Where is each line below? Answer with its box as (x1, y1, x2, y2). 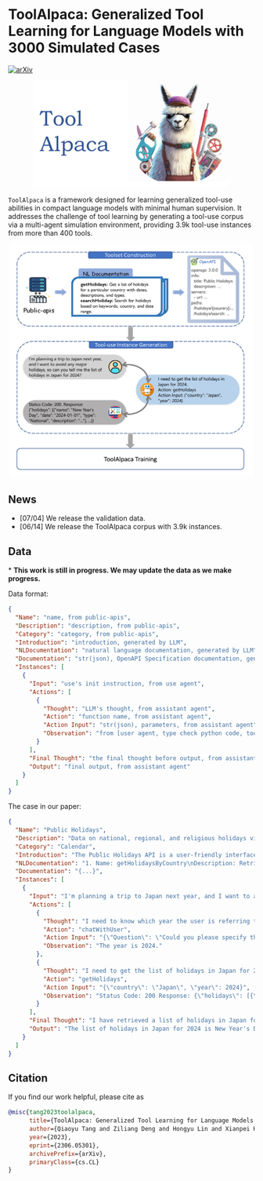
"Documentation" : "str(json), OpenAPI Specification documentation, (15, 655, 243, 663)
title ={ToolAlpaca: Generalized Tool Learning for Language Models (28, 1117, 254, 1124)
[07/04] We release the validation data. (19, 514, 146, 523)
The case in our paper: (8, 802, 81, 811)
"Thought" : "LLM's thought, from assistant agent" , (42, 704, 215, 712)
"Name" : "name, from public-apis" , (15, 613, 131, 621)
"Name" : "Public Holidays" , (15, 826, 107, 834)
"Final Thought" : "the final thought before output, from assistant (28, 754, 258, 762)
